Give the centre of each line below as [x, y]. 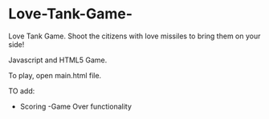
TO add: [22, 91]
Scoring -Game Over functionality [76, 106]
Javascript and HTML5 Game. [58, 60]
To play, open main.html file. [55, 75]
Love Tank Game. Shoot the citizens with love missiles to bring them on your [134, 36]
